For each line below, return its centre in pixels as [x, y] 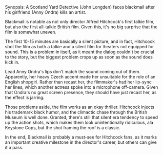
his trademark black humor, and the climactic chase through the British [76, 112]
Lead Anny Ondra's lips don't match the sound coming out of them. [73, 72]
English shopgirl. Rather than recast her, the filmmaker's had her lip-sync [79, 82]
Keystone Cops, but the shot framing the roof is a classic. [63, 128]
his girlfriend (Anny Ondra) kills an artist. [46, 12]
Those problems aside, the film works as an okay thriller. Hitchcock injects [80, 107]
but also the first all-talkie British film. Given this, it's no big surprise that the [81, 27]
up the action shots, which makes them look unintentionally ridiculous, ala [79, 122]
